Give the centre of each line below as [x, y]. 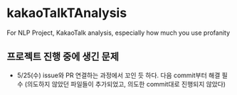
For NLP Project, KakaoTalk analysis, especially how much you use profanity [118, 33]
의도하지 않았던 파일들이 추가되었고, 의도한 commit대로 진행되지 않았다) [126, 84]
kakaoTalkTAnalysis [67, 13]
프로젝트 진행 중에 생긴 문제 [63, 57]
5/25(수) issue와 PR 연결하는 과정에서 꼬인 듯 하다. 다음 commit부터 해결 [118, 75]
